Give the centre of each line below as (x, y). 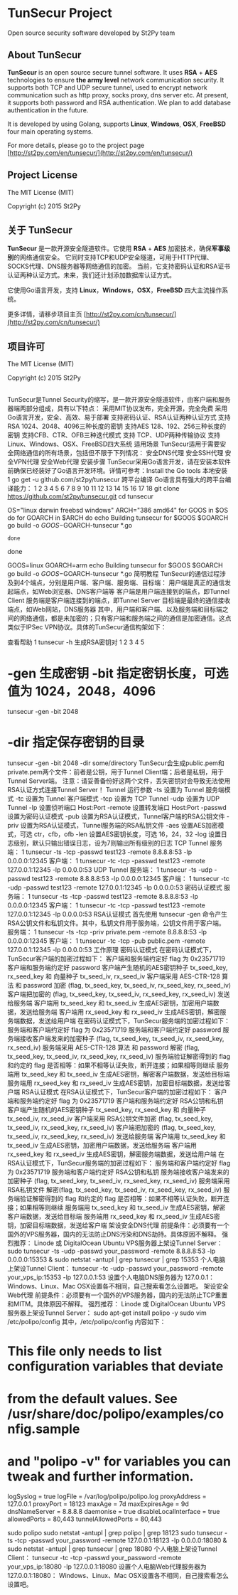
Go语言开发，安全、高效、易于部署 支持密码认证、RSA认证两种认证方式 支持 (119, 417)
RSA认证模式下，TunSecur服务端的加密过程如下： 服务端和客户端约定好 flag (119, 1163)
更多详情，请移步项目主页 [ (47, 314)
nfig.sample (44, 1429)
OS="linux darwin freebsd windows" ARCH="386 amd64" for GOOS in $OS (118, 510)
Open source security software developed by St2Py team (91, 33)
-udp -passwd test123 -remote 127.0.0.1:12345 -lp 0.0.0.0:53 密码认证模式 (115, 887)
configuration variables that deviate (115, 1366)
